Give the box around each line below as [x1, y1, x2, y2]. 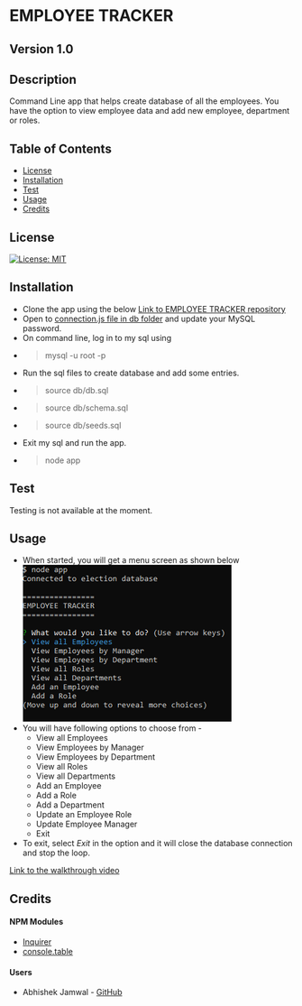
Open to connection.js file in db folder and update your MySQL [22, 313, 256, 324]
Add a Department [35, 799, 105, 810]
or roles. [9, 115, 41, 126]
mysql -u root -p [44, 349, 106, 361]
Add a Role [35, 790, 77, 801]
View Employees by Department [35, 752, 156, 762]
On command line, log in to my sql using [22, 332, 172, 343]
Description [9, 71, 77, 87]
